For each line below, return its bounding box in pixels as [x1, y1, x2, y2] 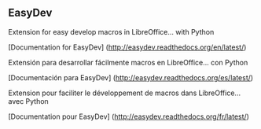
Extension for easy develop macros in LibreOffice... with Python [8, 27, 215, 36]
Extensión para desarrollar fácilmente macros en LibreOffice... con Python [8, 57, 248, 67]
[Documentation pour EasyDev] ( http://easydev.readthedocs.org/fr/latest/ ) [8, 112, 250, 121]
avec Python [8, 96, 49, 105]
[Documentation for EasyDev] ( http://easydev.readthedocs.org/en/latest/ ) [8, 42, 247, 52]
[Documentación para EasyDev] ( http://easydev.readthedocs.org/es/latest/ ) [8, 72, 254, 82]
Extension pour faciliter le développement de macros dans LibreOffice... [8, 88, 241, 98]
